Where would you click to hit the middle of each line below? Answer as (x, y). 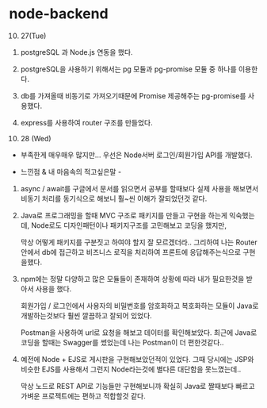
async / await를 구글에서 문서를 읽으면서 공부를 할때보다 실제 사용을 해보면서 (139, 188)
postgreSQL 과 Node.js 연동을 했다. (76, 52)
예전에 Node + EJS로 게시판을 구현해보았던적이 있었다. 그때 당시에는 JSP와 (137, 359)
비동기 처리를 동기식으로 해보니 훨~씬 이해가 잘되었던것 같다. (114, 198)
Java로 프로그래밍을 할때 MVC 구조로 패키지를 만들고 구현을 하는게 (124, 215)
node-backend (59, 14)
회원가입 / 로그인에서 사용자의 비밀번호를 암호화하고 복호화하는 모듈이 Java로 (139, 306)
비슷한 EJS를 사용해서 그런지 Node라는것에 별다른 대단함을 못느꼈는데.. (131, 369)
